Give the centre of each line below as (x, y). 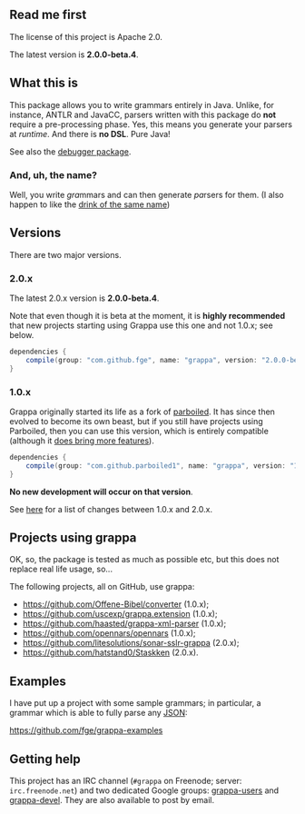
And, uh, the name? (54, 174)
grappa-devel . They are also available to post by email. (112, 800)
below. (22, 335)
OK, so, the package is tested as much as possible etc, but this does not (144, 560)
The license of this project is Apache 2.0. (86, 36)
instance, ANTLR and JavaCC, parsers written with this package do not (143, 114)
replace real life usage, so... (61, 569)
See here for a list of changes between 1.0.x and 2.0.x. (111, 509)
